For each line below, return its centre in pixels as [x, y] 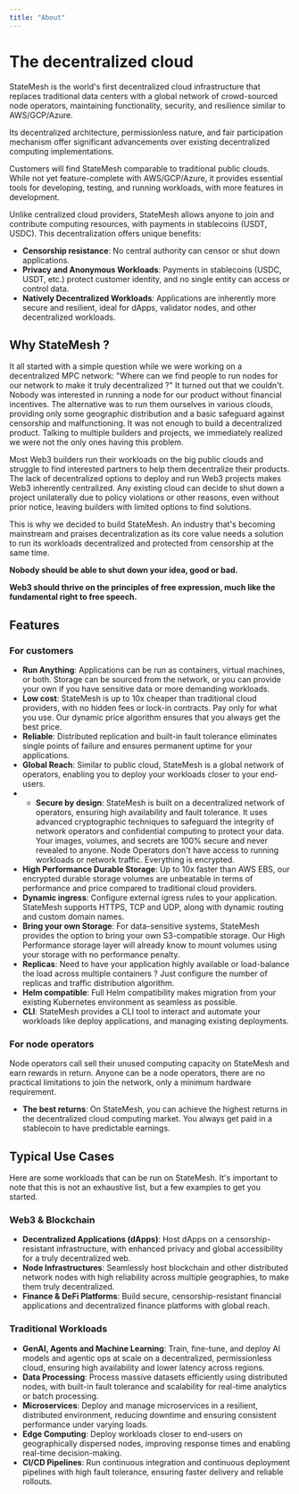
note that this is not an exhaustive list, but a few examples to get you [135, 1188]
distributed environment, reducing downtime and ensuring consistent [149, 1415]
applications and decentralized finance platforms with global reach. [146, 1306]
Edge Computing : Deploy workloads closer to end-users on [132, 1433]
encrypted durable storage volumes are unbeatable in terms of [137, 879]
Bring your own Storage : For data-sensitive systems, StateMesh [141, 926]
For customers [42, 650]
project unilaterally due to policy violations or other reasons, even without [144, 497]
